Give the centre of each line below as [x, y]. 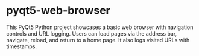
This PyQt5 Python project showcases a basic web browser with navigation [100, 27]
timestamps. [22, 46]
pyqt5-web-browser [58, 11]
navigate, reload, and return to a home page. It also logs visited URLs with [98, 40]
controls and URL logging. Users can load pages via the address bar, [92, 33]
